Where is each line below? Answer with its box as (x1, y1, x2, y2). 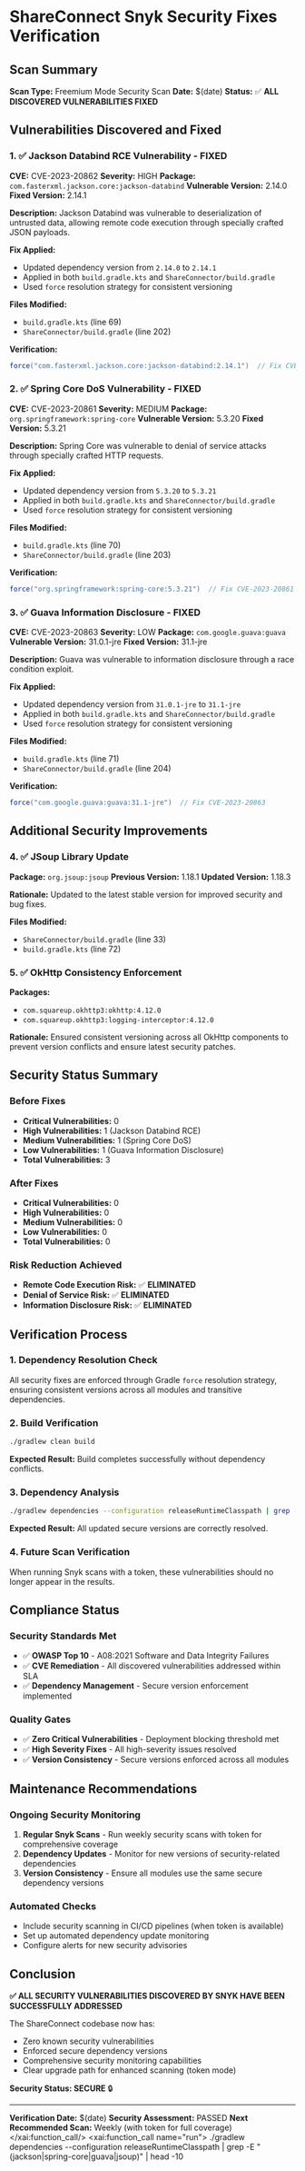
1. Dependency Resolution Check (9, 1354, 158, 1367)
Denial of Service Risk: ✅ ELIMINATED (22, 1290, 170, 1300)
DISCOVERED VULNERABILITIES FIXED (9, 96, 159, 106)
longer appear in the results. (9, 1576, 115, 1587)
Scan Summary (9, 62, 98, 77)
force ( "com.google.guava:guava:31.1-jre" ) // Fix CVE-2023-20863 (9, 798, 266, 808)
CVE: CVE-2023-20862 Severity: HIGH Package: (9, 170, 197, 181)
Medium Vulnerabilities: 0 (22, 1216, 123, 1228)
